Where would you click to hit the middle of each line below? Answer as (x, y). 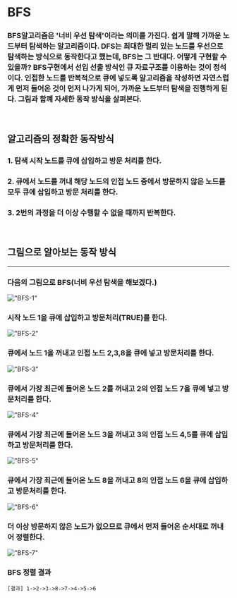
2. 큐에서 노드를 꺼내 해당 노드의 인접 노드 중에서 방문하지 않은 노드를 (116, 181)
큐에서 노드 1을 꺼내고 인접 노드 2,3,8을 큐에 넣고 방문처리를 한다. (111, 353)
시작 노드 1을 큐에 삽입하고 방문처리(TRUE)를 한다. (87, 318)
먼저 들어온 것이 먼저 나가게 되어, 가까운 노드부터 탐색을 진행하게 (117, 89)
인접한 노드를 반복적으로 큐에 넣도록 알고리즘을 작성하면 (113, 78)
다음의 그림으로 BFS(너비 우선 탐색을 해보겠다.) (82, 282)
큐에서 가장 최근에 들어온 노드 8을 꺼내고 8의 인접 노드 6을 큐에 (107, 480)
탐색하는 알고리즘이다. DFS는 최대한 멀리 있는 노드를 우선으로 (126, 47)
